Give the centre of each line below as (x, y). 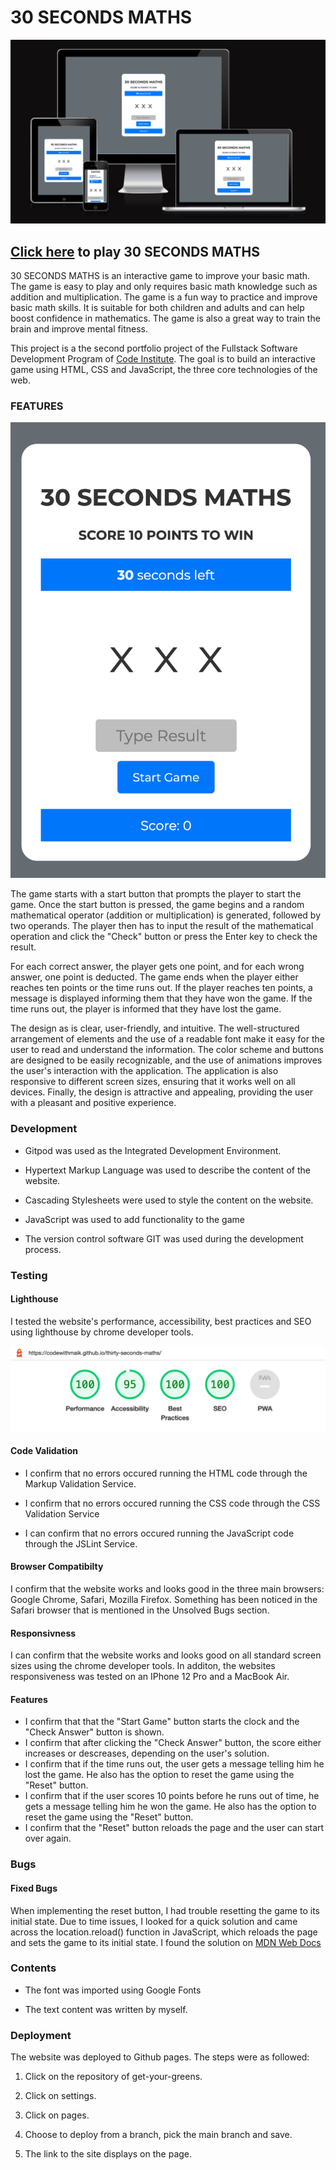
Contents (33, 1968)
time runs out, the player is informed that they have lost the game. (146, 1009)
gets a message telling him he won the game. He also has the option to (170, 1807)
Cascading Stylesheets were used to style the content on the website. (169, 1200)
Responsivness (43, 1633)
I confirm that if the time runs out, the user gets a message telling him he (174, 1764)
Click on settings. (60, 2096)
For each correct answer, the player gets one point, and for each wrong (157, 967)
